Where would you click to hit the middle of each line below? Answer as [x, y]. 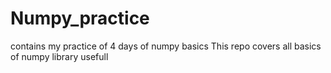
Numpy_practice [80, 18]
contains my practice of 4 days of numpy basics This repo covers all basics [166, 46]
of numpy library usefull [59, 56]
